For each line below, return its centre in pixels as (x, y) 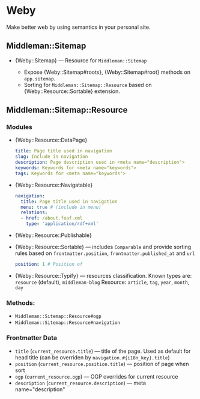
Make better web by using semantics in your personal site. (78, 27)
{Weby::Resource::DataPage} (51, 140)
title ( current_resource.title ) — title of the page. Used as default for (103, 351)
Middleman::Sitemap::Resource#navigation (67, 323)
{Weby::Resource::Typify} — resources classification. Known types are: (103, 275)
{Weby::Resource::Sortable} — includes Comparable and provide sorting (103, 247)
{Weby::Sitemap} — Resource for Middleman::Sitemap (81, 60)
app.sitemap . (40, 78)
